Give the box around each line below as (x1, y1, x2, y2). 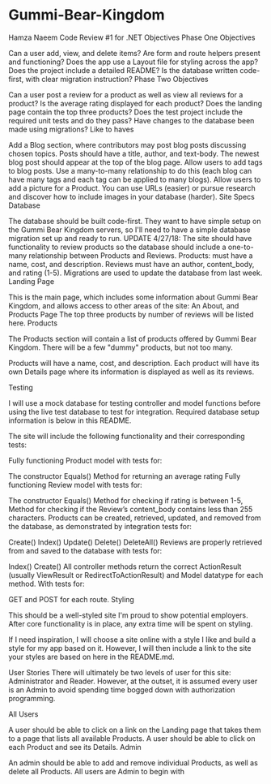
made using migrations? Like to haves (8, 124, 134, 134)
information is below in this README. (8, 416, 132, 425)
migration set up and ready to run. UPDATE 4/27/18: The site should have (8, 233, 252, 243)
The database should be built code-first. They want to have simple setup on (8, 216, 261, 226)
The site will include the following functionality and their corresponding (8, 431, 245, 441)
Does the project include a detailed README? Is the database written (8, 65, 239, 75)
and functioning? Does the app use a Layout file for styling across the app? (8, 57, 259, 67)
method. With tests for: (8, 579, 85, 588)
